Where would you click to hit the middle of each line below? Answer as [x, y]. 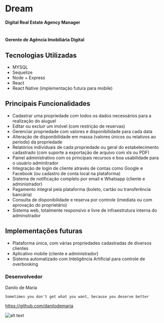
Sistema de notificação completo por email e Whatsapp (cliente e [79, 179]
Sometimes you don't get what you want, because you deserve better [77, 297]
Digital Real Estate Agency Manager [43, 22]
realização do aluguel [34, 121]
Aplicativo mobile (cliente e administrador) [55, 253]
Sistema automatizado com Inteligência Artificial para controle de [79, 259]
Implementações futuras [44, 231]
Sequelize [22, 72]
